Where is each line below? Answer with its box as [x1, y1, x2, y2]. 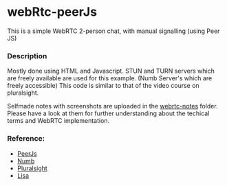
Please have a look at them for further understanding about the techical [7, 109, 210, 117]
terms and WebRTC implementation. [7, 117, 110, 125]
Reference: [7, 134, 45, 143]
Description [7, 51, 47, 60]
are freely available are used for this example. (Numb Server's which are [7, 74, 213, 82]
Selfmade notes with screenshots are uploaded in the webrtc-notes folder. [7, 102, 218, 111]
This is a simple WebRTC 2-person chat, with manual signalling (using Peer [7, 27, 220, 35]
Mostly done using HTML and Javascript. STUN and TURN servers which [7, 67, 215, 75]
